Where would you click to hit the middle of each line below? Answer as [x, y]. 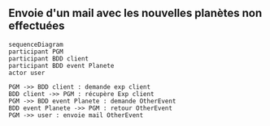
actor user [27, 73]
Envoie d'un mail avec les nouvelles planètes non [135, 13]
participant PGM [36, 52]
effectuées [37, 26]
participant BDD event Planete [61, 65]
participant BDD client [49, 59]
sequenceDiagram [36, 44]
